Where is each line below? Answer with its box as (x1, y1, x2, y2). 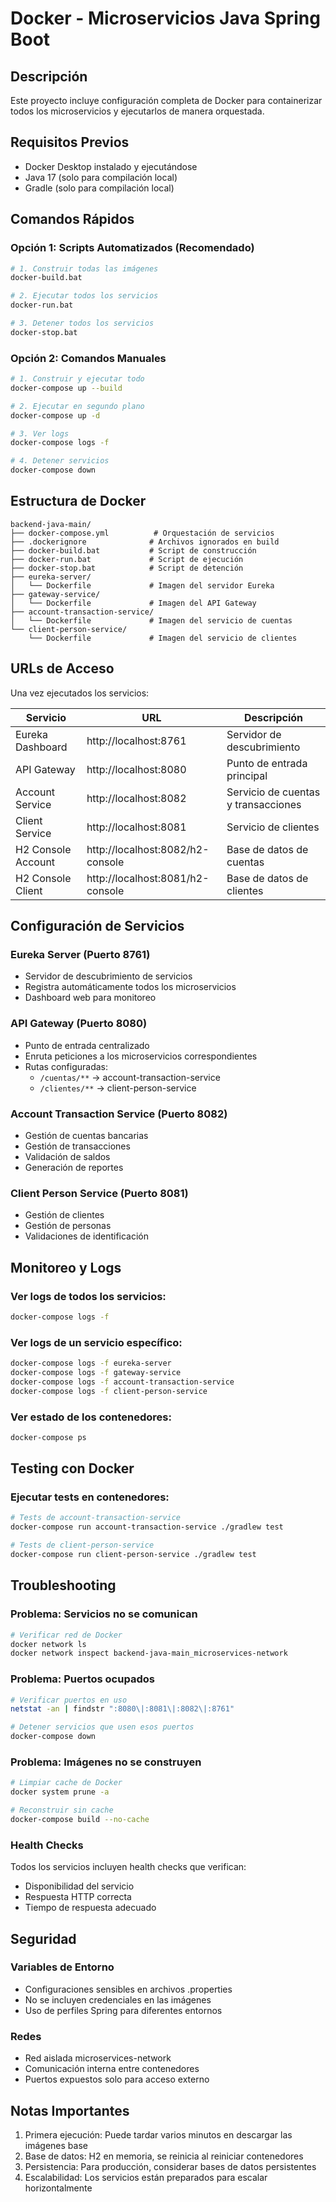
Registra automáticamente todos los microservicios (24, 981, 237, 993)
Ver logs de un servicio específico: (10, 1335, 183, 1349)
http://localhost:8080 (86, 762, 187, 776)
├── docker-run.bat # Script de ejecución (10, 554, 244, 564)
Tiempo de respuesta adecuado (24, 1902, 157, 1914)
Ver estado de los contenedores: (10, 1410, 172, 1424)
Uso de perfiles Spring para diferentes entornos (24, 2004, 223, 2016)
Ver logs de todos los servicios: (10, 1289, 167, 1303)
